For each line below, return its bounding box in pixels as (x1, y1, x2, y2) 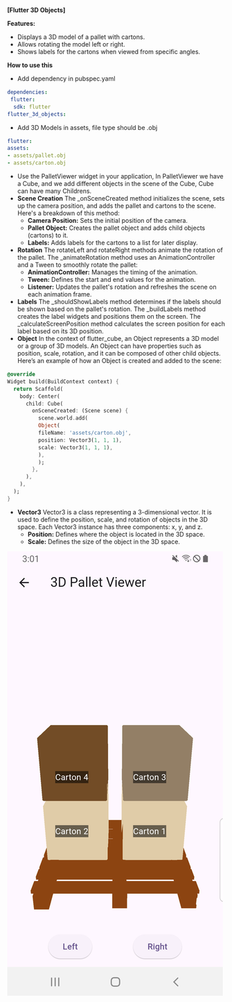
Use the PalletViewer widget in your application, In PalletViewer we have (17, 172, 224, 180)
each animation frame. (27, 290, 92, 298)
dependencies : (7, 89, 48, 96)
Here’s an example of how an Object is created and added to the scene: (17, 357, 222, 365)
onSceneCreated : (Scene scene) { (32, 408, 129, 415)
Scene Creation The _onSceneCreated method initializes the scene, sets (17, 194, 225, 202)
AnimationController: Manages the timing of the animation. (27, 268, 198, 276)
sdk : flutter (13, 103, 51, 110)
